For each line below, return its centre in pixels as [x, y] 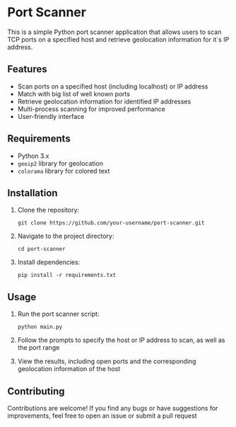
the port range [39, 348]
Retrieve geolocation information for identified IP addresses [104, 101]
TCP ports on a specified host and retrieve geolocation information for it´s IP [118, 39]
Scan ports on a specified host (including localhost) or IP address [113, 86]
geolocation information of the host [69, 369]
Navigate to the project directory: [66, 236]
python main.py [40, 327]
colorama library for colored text [64, 171]
